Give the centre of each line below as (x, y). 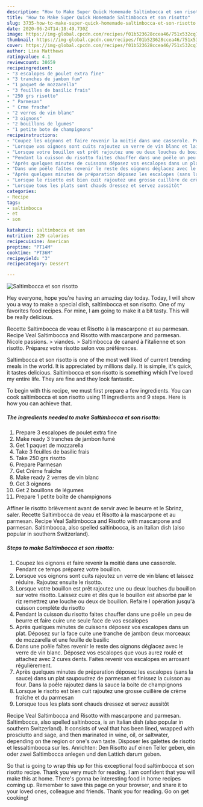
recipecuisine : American (38, 241)
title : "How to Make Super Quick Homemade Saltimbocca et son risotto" (98, 17)
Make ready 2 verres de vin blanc (57, 478)
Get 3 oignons (33, 484)
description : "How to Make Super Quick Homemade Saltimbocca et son (95, 12)
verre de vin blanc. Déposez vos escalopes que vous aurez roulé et (99, 653)
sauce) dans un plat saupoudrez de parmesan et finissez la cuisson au (103, 679)
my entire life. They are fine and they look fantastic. (71, 379)
